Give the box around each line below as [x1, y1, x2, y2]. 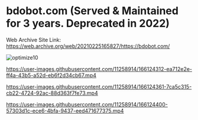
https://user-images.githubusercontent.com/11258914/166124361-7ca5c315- [6, 83, 192, 90]
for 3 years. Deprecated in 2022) [6, 17, 170, 30]
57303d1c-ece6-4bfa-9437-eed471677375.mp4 [6, 107, 124, 114]
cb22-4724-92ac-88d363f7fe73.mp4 [6, 89, 99, 96]
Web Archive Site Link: [6, 36, 61, 43]
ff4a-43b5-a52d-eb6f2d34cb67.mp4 [6, 72, 96, 79]
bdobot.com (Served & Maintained [6, 4, 179, 18]
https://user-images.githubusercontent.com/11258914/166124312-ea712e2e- [6, 65, 193, 72]
